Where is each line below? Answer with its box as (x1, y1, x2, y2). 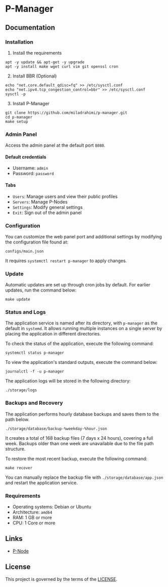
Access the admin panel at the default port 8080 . (5, 142, 106, 148)
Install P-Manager (12, 100, 49, 106)
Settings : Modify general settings (12, 204, 83, 210)
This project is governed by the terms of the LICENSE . (5, 576, 118, 582)
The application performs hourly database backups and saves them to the (5, 411, 159, 417)
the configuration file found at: (5, 239, 69, 245)
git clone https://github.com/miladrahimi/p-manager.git (5, 110, 128, 115)
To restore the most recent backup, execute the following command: (5, 455, 148, 462)
